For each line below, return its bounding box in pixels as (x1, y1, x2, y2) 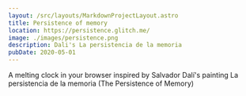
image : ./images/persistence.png (8, 33, 119, 42)
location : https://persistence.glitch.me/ (8, 26, 150, 34)
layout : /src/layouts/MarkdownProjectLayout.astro (8, 11, 179, 20)
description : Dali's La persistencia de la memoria (8, 41, 182, 49)
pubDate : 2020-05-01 (8, 48, 77, 56)
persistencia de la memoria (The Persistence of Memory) (8, 79, 195, 88)
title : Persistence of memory (8, 19, 108, 27)
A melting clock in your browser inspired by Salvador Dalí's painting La (8, 71, 239, 79)
